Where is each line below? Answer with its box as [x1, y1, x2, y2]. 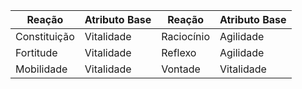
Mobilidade [15, 62, 68, 76]
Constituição [15, 30, 75, 43]
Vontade [161, 62, 201, 76]
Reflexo [161, 46, 197, 59]
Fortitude [15, 46, 58, 59]
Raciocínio [161, 30, 210, 43]
